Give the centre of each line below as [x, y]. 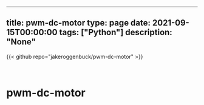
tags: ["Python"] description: [116, 32]
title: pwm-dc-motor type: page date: [78, 23]
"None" [21, 42]
